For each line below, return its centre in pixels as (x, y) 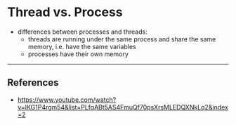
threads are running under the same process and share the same (122, 39)
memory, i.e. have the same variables (82, 46)
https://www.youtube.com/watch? (67, 100)
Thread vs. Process (65, 12)
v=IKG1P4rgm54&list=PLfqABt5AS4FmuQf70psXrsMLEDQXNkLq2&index (123, 107)
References (33, 83)
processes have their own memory (78, 54)
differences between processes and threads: (82, 32)
